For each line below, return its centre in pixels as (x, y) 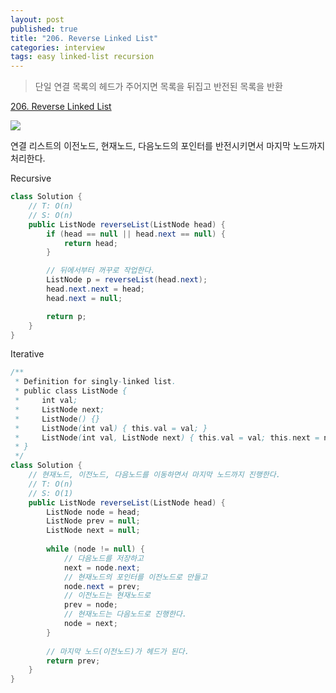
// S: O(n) (51, 215)
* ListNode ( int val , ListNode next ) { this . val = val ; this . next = (167, 437)
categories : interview (57, 47)
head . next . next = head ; (95, 289)
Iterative (27, 354)
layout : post (37, 19)
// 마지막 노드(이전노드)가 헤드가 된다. (118, 651)
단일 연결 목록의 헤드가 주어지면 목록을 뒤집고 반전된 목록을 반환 (158, 87)
